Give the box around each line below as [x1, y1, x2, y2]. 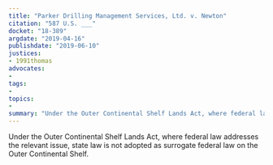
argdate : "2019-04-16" [8, 34, 85, 43]
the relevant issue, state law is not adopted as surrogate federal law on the [8, 141, 258, 150]
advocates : [8, 65, 45, 73]
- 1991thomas [8, 57, 53, 66]
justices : [8, 49, 42, 57]
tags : [8, 79, 27, 87]
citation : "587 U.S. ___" [8, 19, 96, 27]
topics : [8, 95, 35, 103]
